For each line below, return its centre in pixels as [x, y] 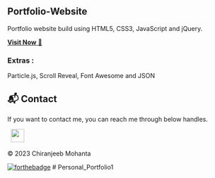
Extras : [21, 61]
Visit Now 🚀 [25, 42]
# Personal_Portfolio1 [83, 167]
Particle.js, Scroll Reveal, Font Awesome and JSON [81, 76]
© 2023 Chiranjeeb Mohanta [49, 153]
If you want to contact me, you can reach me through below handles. [108, 119]
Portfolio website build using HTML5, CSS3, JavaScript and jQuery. [105, 28]
